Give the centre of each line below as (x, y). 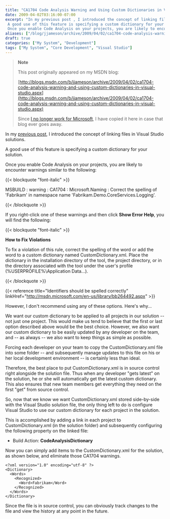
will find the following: (28, 220)
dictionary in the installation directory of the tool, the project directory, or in (83, 260)
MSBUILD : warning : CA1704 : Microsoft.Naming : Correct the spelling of (81, 189)
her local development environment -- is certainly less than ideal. (73, 358)
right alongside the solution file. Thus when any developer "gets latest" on (82, 373)
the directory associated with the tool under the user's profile (69, 266)
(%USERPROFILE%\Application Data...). (47, 271)
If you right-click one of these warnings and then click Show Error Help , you (85, 214)
